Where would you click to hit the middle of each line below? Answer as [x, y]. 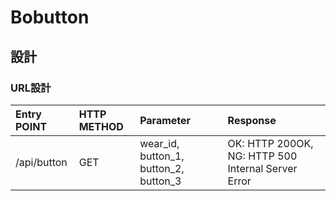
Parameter [165, 120]
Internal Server [262, 168]
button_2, [162, 168]
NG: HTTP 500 [262, 156]
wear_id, [159, 143]
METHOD [101, 126]
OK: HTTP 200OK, [270, 143]
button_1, [162, 156]
